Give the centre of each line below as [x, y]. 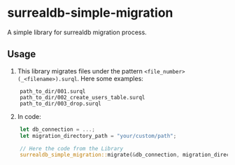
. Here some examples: [110, 78]
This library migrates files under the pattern [80, 71]
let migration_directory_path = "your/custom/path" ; [98, 136]
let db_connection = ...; [58, 129]
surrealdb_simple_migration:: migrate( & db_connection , [100, 155]
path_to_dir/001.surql [53, 91]
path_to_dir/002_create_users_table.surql [83, 97]
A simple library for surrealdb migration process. [77, 32]
